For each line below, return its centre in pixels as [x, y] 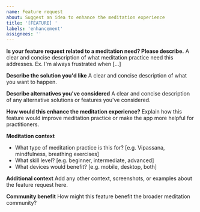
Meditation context [31, 136]
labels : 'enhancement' [35, 29]
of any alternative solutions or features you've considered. [79, 100]
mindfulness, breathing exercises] [57, 154]
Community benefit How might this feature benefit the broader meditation [98, 196]
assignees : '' [24, 34]
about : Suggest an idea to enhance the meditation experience [86, 17]
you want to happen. [32, 82]
